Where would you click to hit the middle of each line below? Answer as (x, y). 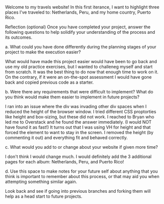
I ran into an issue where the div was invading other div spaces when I (76, 106)
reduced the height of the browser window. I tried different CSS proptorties (81, 112)
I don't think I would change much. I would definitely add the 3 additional (78, 157)
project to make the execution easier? (43, 52)
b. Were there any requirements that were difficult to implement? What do (79, 92)
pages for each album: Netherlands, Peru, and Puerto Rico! (65, 162)
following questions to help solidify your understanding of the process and (80, 32)
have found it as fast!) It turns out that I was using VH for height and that (78, 127)
